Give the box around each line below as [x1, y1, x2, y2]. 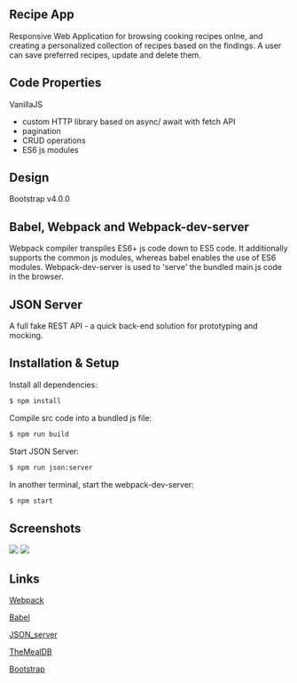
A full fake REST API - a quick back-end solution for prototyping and [9, 321, 259, 331]
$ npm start [9, 496, 53, 505]
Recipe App [9, 7, 74, 22]
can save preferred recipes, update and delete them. [9, 49, 202, 60]
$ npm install [9, 396, 62, 405]
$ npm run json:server [9, 463, 93, 472]
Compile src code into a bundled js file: [9, 412, 152, 423]
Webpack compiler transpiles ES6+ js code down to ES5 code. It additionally [9, 243, 288, 254]
